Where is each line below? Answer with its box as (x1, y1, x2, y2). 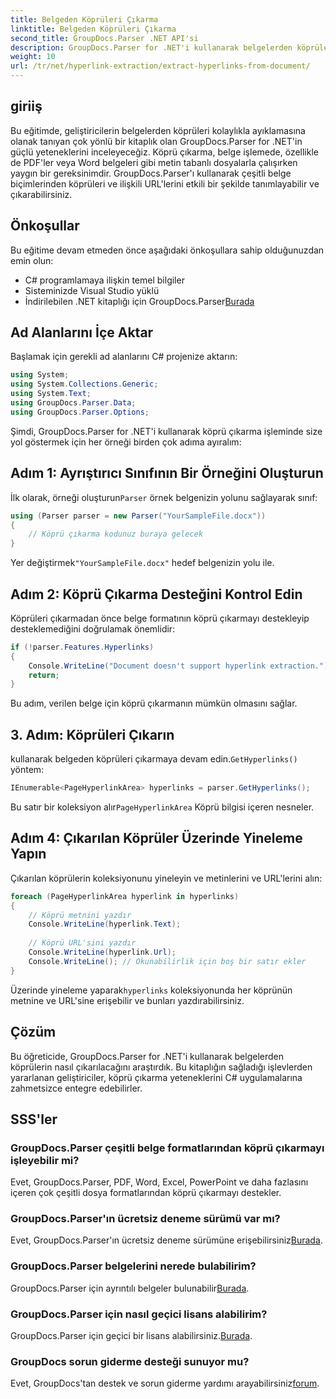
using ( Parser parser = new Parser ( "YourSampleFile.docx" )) (10, 511, 267, 521)
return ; (28, 670, 60, 680)
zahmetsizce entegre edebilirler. (10, 1082, 143, 1094)
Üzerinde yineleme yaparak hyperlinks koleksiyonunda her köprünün (10, 984, 293, 996)
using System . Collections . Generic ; (10, 379, 159, 390)
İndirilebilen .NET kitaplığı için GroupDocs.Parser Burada (24, 295, 255, 307)
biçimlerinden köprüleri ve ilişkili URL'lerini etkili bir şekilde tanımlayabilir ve (10, 177, 320, 190)
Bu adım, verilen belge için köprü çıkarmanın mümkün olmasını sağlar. (10, 697, 298, 710)
